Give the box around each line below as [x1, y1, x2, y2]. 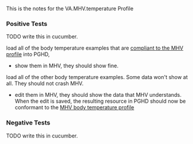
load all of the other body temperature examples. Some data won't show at [6, 74, 188, 81]
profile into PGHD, [6, 51, 50, 58]
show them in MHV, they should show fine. [14, 62, 119, 70]
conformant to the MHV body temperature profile [14, 104, 135, 111]
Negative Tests [6, 119, 51, 127]
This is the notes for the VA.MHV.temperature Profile [6, 5, 134, 12]
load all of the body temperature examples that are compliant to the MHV [6, 44, 184, 52]
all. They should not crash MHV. [6, 80, 84, 87]
